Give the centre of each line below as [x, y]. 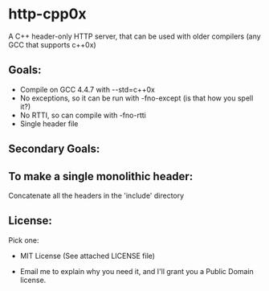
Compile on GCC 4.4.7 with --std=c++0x [87, 89]
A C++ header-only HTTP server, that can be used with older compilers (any [134, 36]
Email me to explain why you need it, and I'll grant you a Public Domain [137, 271]
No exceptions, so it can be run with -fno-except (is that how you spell [137, 98]
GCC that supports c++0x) [52, 44]
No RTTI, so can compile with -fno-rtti [83, 115]
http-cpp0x [47, 14]
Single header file [49, 123]
